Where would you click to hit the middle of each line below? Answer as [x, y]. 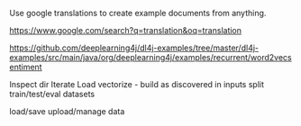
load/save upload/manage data [67, 111]
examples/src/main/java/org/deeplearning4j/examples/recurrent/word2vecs [150, 57]
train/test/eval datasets [52, 94]
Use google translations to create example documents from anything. [138, 13]
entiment [26, 67]
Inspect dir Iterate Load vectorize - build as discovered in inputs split [137, 84]
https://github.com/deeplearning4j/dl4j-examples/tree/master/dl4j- [134, 48]
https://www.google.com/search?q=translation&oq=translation [125, 30]
